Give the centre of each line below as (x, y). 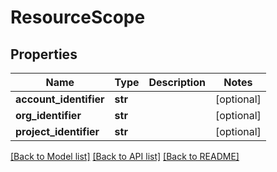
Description (177, 82)
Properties (44, 54)
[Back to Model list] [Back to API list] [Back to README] (125, 156)
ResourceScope (78, 17)
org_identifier (48, 115)
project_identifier (57, 131)
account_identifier (60, 99)
